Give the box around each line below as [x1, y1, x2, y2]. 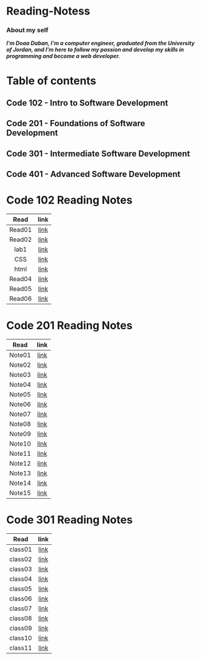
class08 [9, 614, 32, 622]
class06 [9, 595, 32, 603]
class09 [9, 624, 32, 633]
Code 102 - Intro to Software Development [6, 98, 168, 108]
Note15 [9, 489, 31, 498]
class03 [9, 565, 32, 573]
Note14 [9, 479, 31, 487]
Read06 [9, 295, 32, 303]
